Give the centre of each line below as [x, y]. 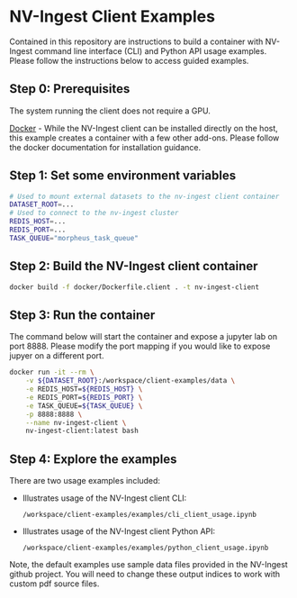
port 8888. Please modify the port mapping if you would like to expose [140, 346]
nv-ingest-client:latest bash [82, 431]
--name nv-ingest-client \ [76, 422]
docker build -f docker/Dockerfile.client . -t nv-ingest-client [134, 287]
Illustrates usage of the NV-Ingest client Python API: [119, 531]
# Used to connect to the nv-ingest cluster [94, 213]
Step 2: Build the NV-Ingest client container [134, 266]
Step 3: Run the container [82, 315]
